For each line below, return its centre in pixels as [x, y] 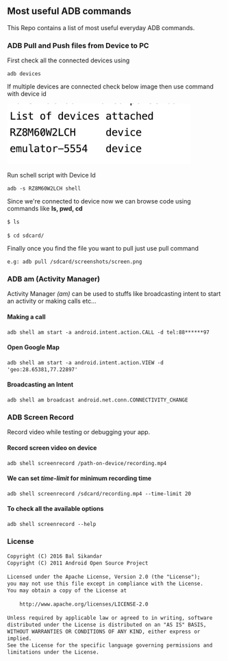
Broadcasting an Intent [40, 385]
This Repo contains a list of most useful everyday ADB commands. [101, 27]
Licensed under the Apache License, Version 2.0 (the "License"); [104, 577]
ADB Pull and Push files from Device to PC [78, 45]
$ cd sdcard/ [26, 236]
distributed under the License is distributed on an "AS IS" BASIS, [107, 625]
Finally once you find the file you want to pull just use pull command [103, 249]
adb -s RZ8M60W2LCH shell [44, 189]
